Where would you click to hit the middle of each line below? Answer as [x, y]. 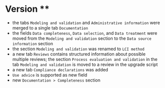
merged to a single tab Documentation [50, 28]
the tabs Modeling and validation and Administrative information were [86, 23]
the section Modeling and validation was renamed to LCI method [78, 49]
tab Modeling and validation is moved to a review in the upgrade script [85, 64]
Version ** [27, 9]
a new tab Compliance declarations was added [60, 69]
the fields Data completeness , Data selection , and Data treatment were [85, 33]
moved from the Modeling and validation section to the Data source [82, 38]
